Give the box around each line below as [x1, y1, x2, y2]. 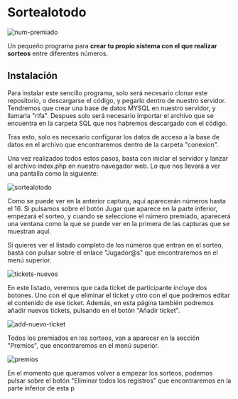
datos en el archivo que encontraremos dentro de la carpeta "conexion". [7, 140, 219, 149]
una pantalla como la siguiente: [7, 169, 99, 178]
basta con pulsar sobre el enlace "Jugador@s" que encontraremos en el [7, 248, 218, 257]
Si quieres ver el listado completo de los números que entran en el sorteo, [7, 240, 224, 249]
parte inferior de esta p [7, 383, 75, 392]
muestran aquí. [7, 227, 52, 235]
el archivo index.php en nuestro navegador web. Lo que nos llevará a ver [7, 161, 221, 170]
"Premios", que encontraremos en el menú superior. [7, 341, 160, 349]
